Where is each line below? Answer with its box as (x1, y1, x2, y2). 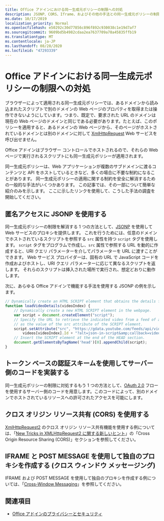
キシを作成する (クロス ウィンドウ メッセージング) (5, 461, 156, 470)
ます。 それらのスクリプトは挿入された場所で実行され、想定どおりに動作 (9, 267, 156, 272)
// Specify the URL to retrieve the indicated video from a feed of (14, 317, 156, 322)
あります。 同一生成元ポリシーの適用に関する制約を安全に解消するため (13, 176, 156, 181)
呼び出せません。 (5, 136, 40, 142)
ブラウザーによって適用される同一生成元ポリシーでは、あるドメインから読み (5, 100, 159, 106)
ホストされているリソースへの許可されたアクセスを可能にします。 (13, 394, 145, 400)
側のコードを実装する (5, 368, 69, 377)
